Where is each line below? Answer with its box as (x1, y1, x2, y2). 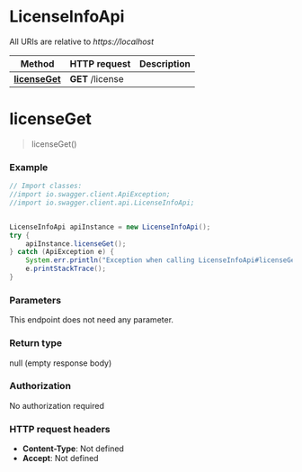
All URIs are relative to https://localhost (9, 36, 155, 47)
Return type (9, 337, 63, 349)
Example (9, 160, 49, 173)
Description (138, 57, 191, 69)
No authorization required (9, 400, 105, 411)
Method (20, 57, 55, 69)
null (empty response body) (9, 358, 112, 368)
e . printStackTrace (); (25, 264, 106, 274)
